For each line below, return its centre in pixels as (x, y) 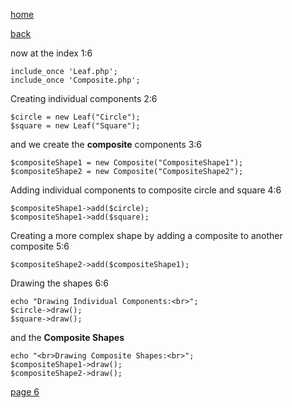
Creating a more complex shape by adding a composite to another (146, 235)
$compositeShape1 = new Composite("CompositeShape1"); (127, 163)
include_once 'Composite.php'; (75, 80)
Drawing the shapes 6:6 (59, 283)
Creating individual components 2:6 (84, 98)
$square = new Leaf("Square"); (75, 126)
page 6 (25, 392)
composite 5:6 (40, 246)
